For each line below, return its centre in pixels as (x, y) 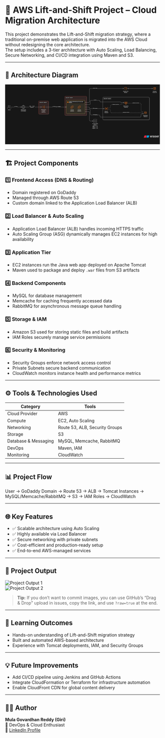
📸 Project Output (31, 571)
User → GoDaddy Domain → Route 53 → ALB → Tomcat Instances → (75, 491)
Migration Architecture (53, 20)
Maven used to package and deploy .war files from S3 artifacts (76, 270)
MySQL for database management (47, 296)
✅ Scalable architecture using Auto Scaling (56, 529)
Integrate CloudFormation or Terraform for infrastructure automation (81, 682)
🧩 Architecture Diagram (42, 75)
